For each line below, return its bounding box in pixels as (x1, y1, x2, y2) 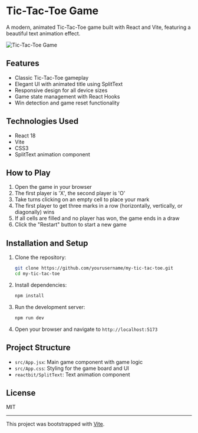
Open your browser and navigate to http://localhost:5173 (14, 326, 158, 333)
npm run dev (14, 314, 44, 321)
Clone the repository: (14, 254, 67, 261)
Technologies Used (6, 116, 78, 126)
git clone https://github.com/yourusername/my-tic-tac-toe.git (14, 265, 174, 271)
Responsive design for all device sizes (14, 87, 108, 94)
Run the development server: (14, 303, 85, 310)
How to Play (6, 168, 51, 178)
